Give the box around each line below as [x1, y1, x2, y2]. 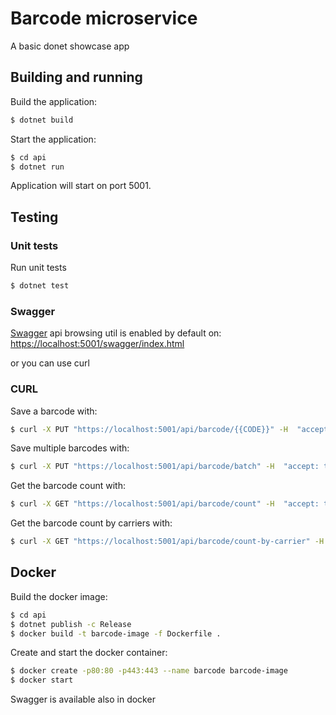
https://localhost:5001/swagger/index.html [10, 338, 185, 350]
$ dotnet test [10, 281, 70, 291]
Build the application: [10, 95, 98, 107]
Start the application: [10, 133, 97, 145]
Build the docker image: [10, 590, 108, 602]
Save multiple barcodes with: [10, 442, 130, 454]
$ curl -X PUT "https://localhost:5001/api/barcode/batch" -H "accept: [10, 462, 320, 472]
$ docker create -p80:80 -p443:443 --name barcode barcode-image [10, 666, 288, 676]
